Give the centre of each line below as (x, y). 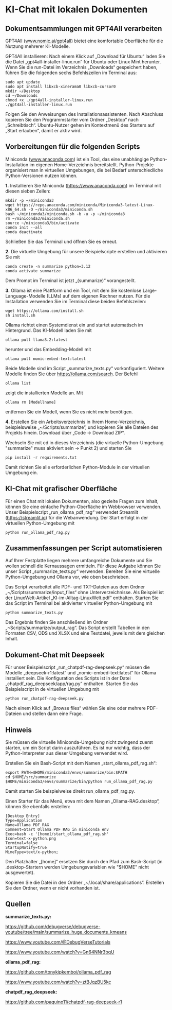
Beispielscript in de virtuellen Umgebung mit (52, 689)
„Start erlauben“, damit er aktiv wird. (44, 130)
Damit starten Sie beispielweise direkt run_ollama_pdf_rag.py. (70, 791)
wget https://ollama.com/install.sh (44, 311)
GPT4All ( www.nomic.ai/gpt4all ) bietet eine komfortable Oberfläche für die (84, 41)
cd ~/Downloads (22, 96)
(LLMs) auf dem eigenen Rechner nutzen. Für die (98, 296)
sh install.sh (21, 315)
